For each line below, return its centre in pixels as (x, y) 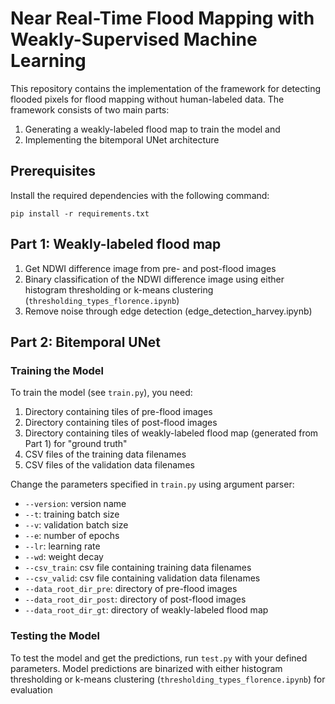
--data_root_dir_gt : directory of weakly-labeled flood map (146, 610)
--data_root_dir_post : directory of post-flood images (135, 599)
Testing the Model (55, 636)
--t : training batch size (72, 514)
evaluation (31, 689)
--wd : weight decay (64, 557)
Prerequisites (53, 171)
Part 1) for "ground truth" (76, 444)
